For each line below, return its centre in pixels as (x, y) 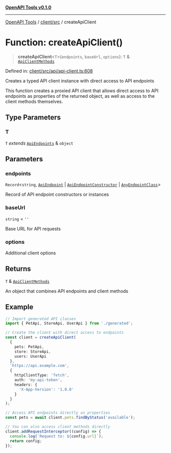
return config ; (26, 441)
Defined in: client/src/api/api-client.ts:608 (49, 71)
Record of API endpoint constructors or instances (57, 194)
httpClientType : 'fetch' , (42, 375)
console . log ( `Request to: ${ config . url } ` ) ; (56, 436)
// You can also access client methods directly (58, 427)
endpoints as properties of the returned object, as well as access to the (80, 96)
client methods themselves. (34, 101)
